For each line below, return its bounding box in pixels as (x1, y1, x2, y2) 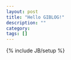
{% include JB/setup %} (6, 47, 65, 54)
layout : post (6, 8, 38, 15)
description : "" (6, 20, 46, 26)
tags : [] (6, 31, 28, 37)
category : (6, 25, 31, 31)
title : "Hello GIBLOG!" (6, 14, 65, 20)
